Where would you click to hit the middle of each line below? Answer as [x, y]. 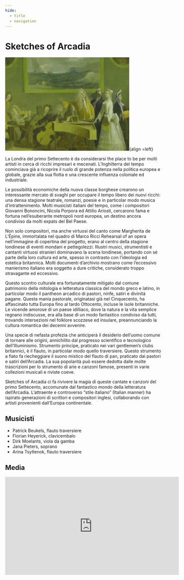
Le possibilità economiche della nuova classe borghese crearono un [75, 190]
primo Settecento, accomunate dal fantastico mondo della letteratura [76, 387]
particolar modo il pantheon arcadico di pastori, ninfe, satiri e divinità [75, 293]
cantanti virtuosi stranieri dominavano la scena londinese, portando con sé [81, 252]
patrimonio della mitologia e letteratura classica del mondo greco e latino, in [83, 289]
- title [18, 16]
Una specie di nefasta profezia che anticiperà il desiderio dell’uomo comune [83, 335]
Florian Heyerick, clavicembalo [44, 436]
